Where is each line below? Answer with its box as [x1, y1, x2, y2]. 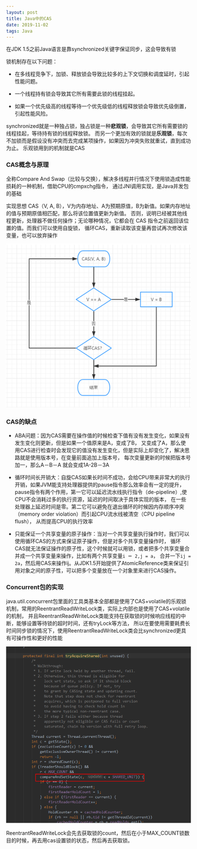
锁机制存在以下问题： [6, 58, 57, 65]
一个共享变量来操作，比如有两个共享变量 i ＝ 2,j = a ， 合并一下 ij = [25, 552, 191, 560]
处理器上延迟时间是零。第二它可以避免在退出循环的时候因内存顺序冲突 [14, 503, 185, 510]
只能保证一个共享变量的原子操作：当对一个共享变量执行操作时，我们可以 [14, 530, 189, 537]
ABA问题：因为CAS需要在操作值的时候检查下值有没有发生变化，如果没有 [14, 432, 190, 439]
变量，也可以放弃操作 [6, 232, 57, 239]
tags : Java [6, 28, 33, 34]
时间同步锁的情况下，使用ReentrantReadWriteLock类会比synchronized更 [6, 627, 182, 634]
